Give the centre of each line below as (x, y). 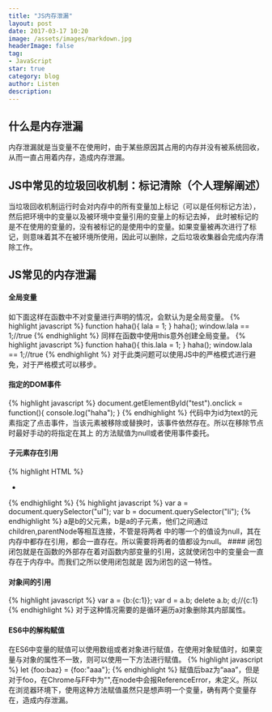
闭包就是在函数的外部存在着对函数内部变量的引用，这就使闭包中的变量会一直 (136, 551)
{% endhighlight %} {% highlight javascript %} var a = (98, 503)
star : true (27, 69)
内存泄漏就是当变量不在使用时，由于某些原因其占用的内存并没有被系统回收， (136, 148)
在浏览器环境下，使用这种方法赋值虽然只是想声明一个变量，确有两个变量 (129, 690)
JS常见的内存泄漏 (53, 275)
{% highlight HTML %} (46, 472)
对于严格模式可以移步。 (62, 364)
